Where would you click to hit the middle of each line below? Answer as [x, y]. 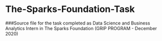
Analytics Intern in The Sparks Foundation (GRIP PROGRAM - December [81, 28]
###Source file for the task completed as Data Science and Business [78, 23]
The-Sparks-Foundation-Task [70, 9]
